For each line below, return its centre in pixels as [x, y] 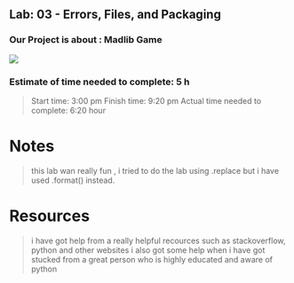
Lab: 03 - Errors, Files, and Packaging [115, 15]
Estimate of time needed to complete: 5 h [99, 82]
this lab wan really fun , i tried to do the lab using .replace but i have [155, 170]
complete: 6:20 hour [68, 110]
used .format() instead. [73, 180]
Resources [50, 216]
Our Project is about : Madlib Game [86, 40]
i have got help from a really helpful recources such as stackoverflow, [158, 240]
